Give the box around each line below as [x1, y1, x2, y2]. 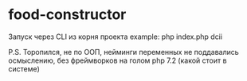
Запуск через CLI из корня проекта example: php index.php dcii [8, 32, 223, 41]
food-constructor [8, 6, 127, 24]
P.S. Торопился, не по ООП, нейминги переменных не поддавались [8, 47, 239, 56]
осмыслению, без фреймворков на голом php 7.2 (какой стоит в [8, 56, 227, 65]
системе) [8, 64, 40, 73]
